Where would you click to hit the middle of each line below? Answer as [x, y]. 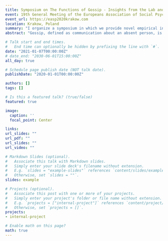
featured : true [21, 101]
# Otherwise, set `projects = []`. [44, 207]
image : [12, 110]
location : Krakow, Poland [32, 24]
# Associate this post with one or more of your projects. [70, 193]
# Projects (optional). [30, 189]
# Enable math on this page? [35, 226]
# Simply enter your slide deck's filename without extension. [74, 166]
